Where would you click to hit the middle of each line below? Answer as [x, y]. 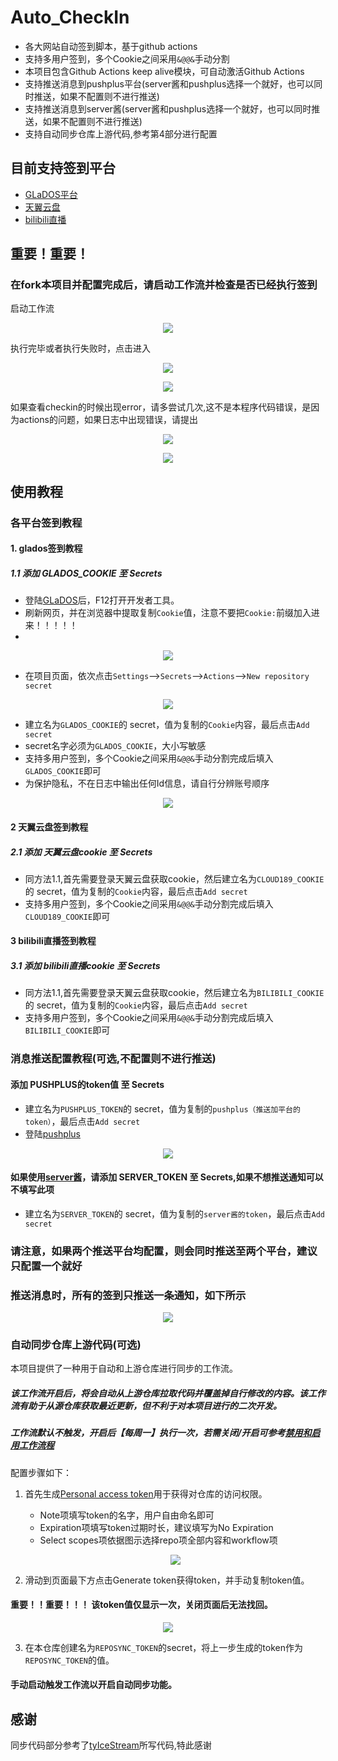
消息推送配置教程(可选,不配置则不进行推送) [113, 1059]
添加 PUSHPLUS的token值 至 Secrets [87, 1084]
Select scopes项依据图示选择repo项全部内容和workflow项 [158, 1540]
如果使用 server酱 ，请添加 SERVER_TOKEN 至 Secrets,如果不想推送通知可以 [167, 1177]
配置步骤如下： [41, 1472]
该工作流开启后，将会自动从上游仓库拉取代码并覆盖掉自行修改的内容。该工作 [168, 1393]
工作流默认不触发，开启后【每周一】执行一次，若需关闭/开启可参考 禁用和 [161, 1433]
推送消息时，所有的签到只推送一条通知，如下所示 [128, 1295]
